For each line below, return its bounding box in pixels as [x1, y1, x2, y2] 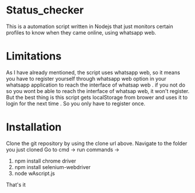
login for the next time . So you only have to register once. [6, 100, 146, 107]
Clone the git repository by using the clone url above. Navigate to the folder [6, 140, 188, 147]
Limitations [6, 50, 62, 63]
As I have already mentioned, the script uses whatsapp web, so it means [6, 68, 180, 76]
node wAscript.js [14, 170, 55, 177]
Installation [6, 120, 62, 134]
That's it [6, 181, 26, 188]
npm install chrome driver [14, 157, 76, 164]
